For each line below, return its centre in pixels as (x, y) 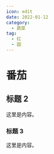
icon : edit (19, 12)
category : (18, 22)
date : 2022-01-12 (27, 17)
